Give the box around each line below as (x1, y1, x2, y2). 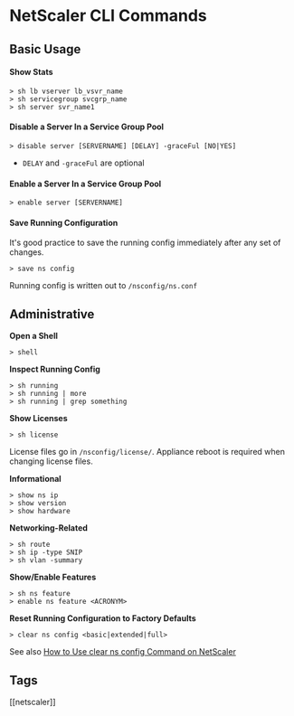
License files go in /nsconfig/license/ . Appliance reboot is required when (9, 447, 285, 457)
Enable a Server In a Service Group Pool (9, 178, 162, 189)
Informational (9, 474, 62, 485)
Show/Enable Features (9, 571, 97, 583)
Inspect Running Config (9, 363, 101, 375)
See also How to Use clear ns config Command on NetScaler (9, 646, 237, 657)
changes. (9, 247, 44, 258)
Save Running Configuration (9, 217, 119, 228)
